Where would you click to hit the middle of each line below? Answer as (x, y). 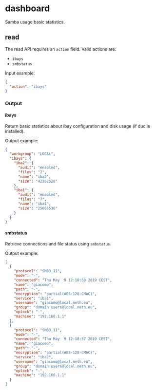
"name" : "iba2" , (34, 177)
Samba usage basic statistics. (35, 22)
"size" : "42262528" (38, 181)
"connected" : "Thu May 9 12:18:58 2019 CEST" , (63, 280)
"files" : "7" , (32, 199)
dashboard (28, 9)
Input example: (20, 73)
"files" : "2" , (32, 172)
